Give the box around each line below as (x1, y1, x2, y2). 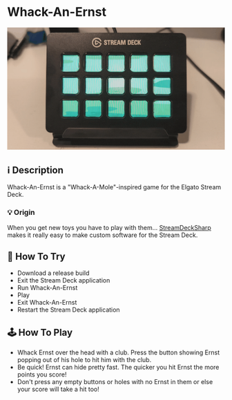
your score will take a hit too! (17, 385, 99, 394)
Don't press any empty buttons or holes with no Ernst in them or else (17, 378, 213, 386)
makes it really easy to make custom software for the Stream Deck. (7, 231, 198, 239)
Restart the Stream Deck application (17, 305, 120, 314)
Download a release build (17, 269, 90, 277)
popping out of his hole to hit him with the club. (17, 356, 152, 364)
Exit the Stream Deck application (17, 276, 110, 285)
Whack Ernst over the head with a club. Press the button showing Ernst (17, 348, 220, 356)
